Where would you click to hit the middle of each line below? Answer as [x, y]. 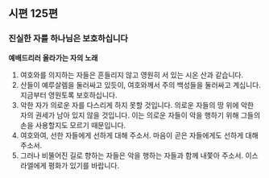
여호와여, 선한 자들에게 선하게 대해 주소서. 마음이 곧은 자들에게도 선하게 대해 [139, 135]
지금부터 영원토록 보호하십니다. [69, 95]
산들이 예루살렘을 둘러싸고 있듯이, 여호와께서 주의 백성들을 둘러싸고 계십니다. [141, 85]
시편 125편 [33, 14]
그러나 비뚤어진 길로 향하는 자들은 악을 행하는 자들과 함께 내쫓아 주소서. [132, 155]
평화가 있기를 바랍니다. [83, 165]
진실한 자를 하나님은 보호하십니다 [68, 39]
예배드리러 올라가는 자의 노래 [53, 57]
